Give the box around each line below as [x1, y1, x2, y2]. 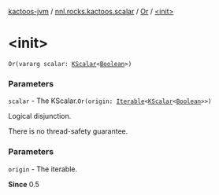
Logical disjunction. [8, 112, 72, 121]
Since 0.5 [8, 179, 39, 189]
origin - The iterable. [8, 164, 77, 174]
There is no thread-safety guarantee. [8, 127, 128, 136]
